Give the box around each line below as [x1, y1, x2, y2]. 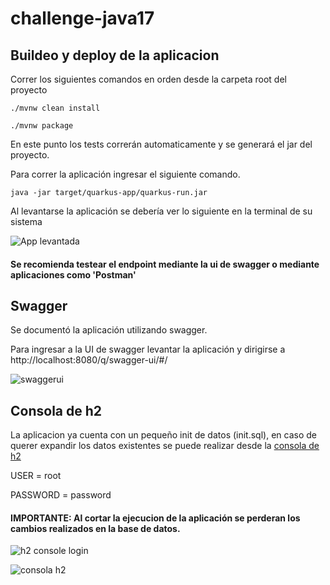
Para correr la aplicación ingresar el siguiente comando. [10, 168, 241, 180]
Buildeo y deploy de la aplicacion [10, 47, 220, 64]
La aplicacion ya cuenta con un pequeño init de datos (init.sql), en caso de [10, 429, 317, 441]
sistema [10, 216, 43, 227]
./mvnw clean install [10, 103, 101, 113]
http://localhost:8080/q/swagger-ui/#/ [10, 354, 168, 366]
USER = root [10, 470, 62, 482]
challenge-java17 [10, 7, 155, 30]
